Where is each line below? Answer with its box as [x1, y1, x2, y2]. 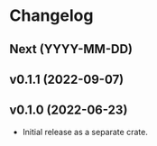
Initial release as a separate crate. [22, 126, 149, 137]
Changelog [9, 5, 94, 26]
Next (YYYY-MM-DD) [9, 41, 134, 57]
